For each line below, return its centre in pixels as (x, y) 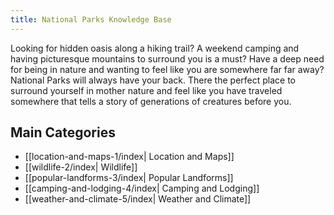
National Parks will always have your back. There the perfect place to (153, 80)
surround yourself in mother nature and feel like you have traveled (146, 90)
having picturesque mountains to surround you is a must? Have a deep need (167, 58)
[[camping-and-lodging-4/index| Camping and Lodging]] (142, 188)
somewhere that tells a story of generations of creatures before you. (151, 101)
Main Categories (63, 132)
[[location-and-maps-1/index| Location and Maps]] (129, 157)
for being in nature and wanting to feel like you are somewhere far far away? (167, 69)
